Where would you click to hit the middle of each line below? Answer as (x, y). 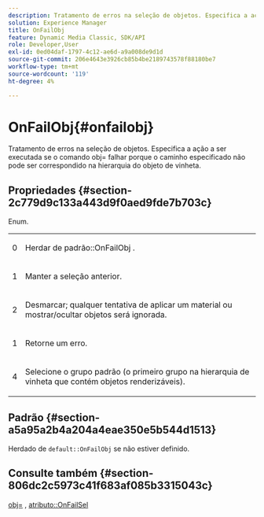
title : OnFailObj (37, 30)
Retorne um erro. (56, 343)
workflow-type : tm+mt (44, 67)
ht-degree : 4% (31, 81)
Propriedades (42, 190)
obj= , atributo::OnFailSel (48, 504)
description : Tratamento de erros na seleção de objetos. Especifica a (128, 15)
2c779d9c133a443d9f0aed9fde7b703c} (110, 203)
